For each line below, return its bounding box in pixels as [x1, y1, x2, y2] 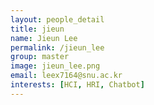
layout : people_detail [10, 14, 105, 25]
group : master [10, 52, 70, 62]
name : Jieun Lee [10, 33, 78, 43]
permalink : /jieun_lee [10, 42, 105, 53]
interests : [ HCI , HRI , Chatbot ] [10, 80, 145, 90]
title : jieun [10, 24, 65, 34]
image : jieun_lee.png [10, 61, 101, 71]
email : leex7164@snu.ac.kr [10, 71, 123, 81]
